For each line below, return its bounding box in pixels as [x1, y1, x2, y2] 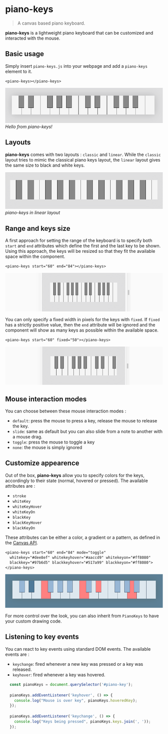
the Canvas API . [5, 539, 38, 545]
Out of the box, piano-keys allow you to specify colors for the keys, [5, 472, 145, 478]
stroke [12, 493, 26, 499]
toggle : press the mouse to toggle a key [12, 439, 95, 445]
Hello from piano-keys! [5, 123, 52, 129]
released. [12, 666, 32, 672]
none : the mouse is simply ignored [12, 445, 82, 451]
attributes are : [5, 483, 35, 489]
